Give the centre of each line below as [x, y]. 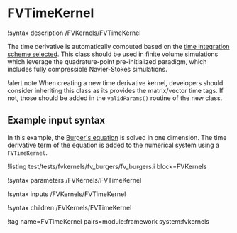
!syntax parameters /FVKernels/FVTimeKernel [75, 180]
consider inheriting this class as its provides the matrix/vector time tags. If [115, 90]
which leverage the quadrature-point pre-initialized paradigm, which [107, 61]
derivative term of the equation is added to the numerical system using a [114, 145]
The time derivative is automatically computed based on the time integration [118, 46]
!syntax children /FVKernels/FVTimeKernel [70, 207]
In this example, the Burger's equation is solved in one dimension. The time [117, 137]
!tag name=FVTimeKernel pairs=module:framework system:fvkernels [108, 221]
